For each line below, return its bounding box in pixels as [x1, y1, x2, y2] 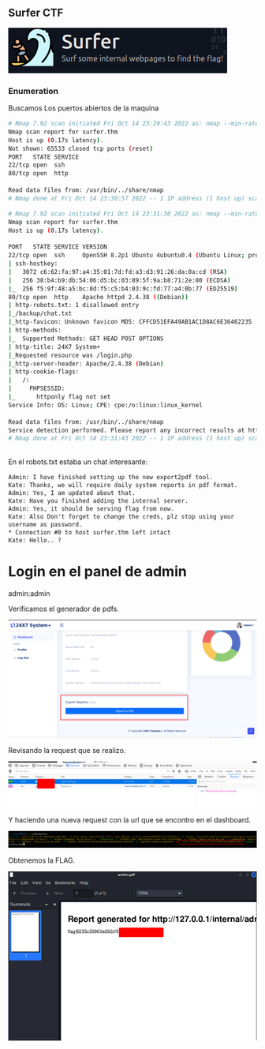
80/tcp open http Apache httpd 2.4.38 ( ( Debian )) [8, 293, 189, 301]
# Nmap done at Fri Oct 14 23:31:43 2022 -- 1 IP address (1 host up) [8, 434, 245, 443]
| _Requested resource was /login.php [8, 351, 132, 359]
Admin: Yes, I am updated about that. [8, 489, 136, 497]
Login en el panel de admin [8, 563, 187, 581]
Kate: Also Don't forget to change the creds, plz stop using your [8, 513, 235, 521]
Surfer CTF [8, 6, 64, 20]
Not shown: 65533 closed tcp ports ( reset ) [8, 144, 154, 152]
